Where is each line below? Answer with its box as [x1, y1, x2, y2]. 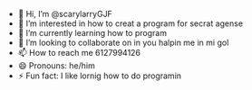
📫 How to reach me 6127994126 [17, 48, 141, 58]
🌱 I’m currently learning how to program [17, 28, 168, 38]
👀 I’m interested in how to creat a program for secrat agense [17, 18, 243, 29]
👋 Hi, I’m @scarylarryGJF [17, 9, 113, 19]
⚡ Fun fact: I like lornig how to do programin [17, 70, 182, 81]
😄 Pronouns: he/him [17, 60, 95, 71]
